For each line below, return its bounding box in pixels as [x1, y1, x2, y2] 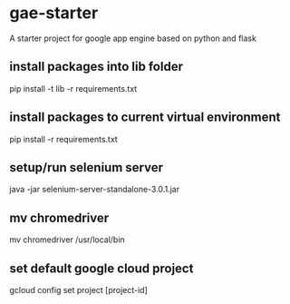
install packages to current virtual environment [9, 110, 281, 125]
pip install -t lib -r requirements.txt [9, 83, 138, 93]
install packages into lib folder [9, 59, 184, 74]
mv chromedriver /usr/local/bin [9, 234, 125, 245]
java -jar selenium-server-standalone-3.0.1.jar [9, 184, 179, 195]
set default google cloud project [9, 260, 194, 276]
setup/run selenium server [9, 160, 163, 175]
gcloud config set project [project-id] [9, 285, 148, 295]
